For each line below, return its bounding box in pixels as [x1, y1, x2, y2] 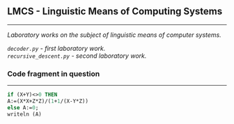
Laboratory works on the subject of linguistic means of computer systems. [7, 31, 221, 39]
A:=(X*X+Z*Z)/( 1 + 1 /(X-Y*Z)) [7, 98, 89, 104]
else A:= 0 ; [7, 104, 39, 111]
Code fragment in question [7, 69, 100, 79]
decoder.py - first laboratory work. [7, 44, 106, 52]
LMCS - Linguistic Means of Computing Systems [7, 6, 223, 17]
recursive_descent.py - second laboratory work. [7, 52, 147, 60]
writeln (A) [7, 111, 42, 118]
